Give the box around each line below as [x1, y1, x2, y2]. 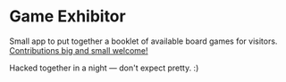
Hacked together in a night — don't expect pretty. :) [9, 62, 199, 73]
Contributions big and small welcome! [9, 45, 149, 55]
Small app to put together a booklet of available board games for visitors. [9, 36, 278, 46]
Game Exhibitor [9, 6, 127, 27]
